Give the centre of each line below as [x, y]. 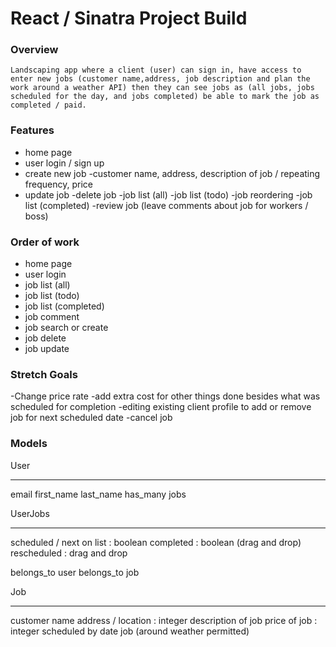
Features [32, 130]
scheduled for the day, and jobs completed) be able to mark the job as [165, 97]
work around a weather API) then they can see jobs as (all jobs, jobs [162, 88]
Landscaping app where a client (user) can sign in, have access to [156, 70]
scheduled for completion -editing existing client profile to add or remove [161, 407]
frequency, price [58, 184]
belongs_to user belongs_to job [75, 572]
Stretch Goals [44, 374]
